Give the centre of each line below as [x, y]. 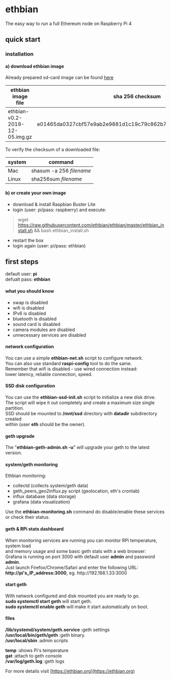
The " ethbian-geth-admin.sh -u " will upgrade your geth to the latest [78, 447]
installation [20, 54]
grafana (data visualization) [41, 502]
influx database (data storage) [44, 496]
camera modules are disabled [44, 330]
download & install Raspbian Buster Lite [54, 204]
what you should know [30, 291]
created [13, 419]
